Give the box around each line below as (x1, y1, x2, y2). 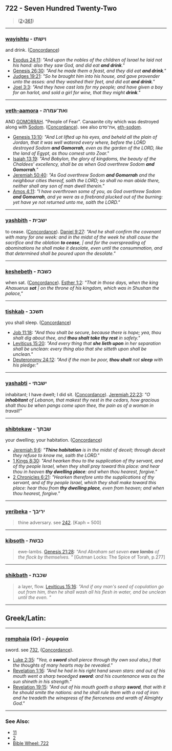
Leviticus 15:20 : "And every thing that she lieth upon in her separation (12, 340, 161, 347)
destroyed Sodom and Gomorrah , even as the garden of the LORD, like (12, 145, 163, 151)
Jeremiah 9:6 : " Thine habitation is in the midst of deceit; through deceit (12, 446, 165, 453)
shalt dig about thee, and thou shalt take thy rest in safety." (12, 335, 140, 341)
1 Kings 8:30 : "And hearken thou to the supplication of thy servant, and (12, 458, 163, 464)
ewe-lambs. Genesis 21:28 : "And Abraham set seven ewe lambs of (17, 549, 160, 555)
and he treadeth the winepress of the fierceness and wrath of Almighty (12, 695, 163, 701)
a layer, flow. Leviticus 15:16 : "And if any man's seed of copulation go (17, 583, 164, 589)
